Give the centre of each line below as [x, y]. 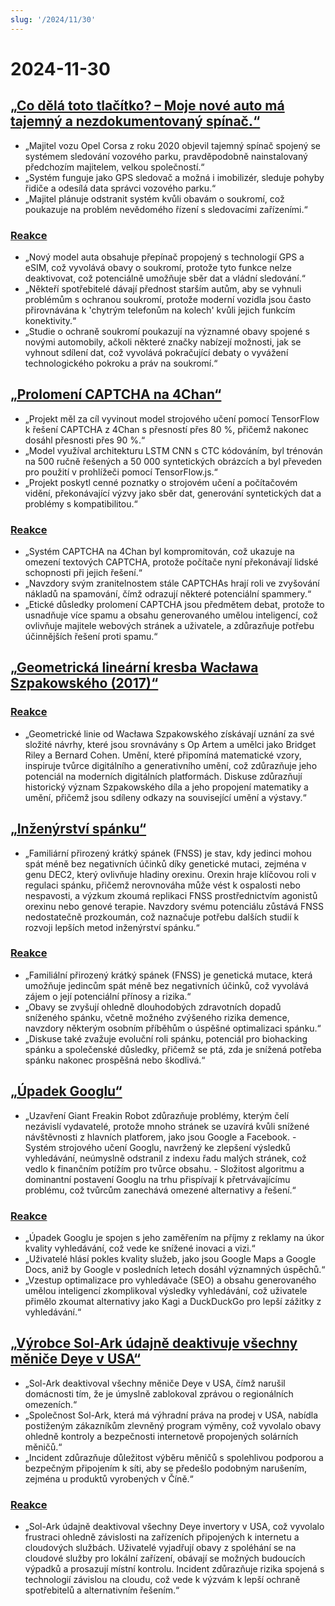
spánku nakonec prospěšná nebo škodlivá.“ [115, 1060]
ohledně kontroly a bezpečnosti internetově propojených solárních [161, 1436]
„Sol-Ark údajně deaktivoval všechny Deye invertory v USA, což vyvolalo [174, 1527]
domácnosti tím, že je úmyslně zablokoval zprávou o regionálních [159, 1393]
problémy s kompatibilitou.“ [81, 503]
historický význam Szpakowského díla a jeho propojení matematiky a [166, 787]
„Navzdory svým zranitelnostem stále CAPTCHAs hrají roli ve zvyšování [172, 583]
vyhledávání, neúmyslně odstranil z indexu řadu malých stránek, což [165, 1158]
